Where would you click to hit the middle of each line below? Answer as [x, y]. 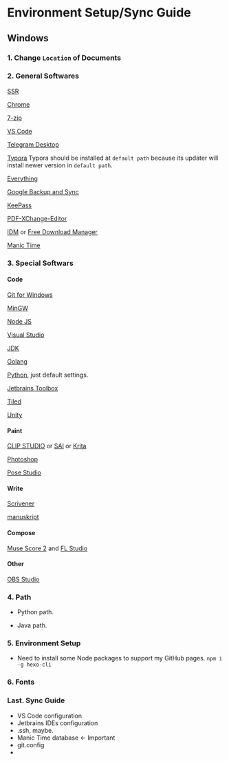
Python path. [35, 612]
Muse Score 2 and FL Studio [47, 548]
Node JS [20, 321]
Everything [22, 178]
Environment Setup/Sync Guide [99, 13]
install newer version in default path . [60, 165]
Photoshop [23, 459]
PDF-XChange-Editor [37, 218]
